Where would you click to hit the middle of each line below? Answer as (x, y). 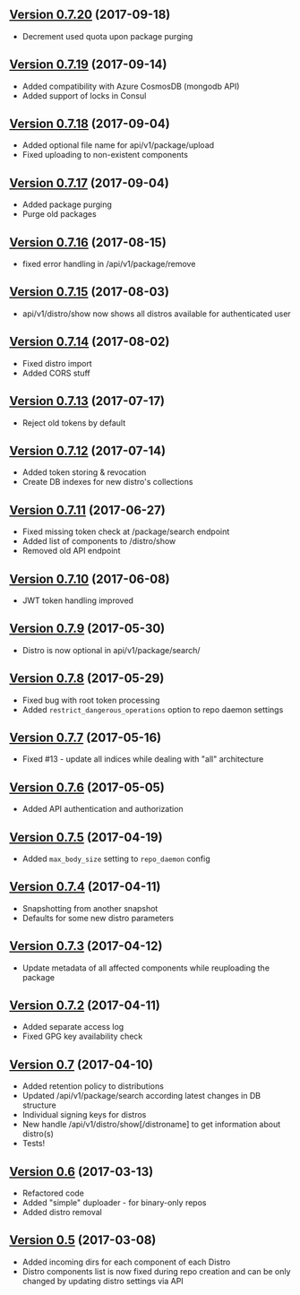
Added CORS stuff (56, 373)
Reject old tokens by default (74, 423)
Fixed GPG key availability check (82, 1036)
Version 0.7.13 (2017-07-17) (87, 401)
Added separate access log (73, 1027)
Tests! (34, 1144)
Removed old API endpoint (71, 551)
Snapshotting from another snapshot (90, 908)
